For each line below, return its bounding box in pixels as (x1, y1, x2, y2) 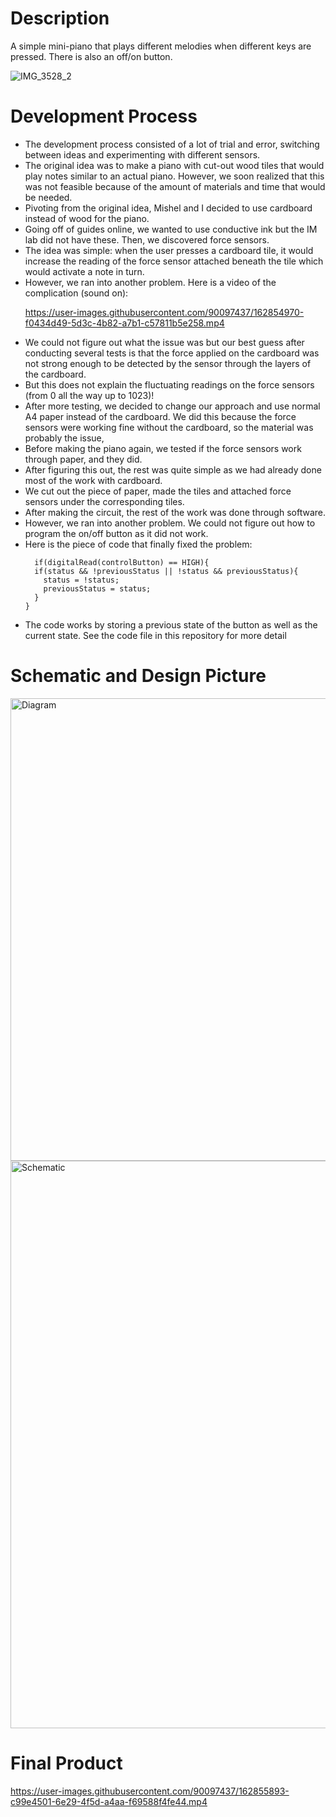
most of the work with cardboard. (24, 474, 163, 486)
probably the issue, (24, 432, 105, 444)
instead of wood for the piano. (24, 212, 150, 224)
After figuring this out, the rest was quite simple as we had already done (24, 463, 322, 476)
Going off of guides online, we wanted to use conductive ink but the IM (24, 223, 318, 235)
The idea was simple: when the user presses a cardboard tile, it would (24, 244, 314, 256)
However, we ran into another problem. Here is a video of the (24, 276, 277, 288)
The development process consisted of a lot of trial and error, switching (24, 138, 320, 150)
